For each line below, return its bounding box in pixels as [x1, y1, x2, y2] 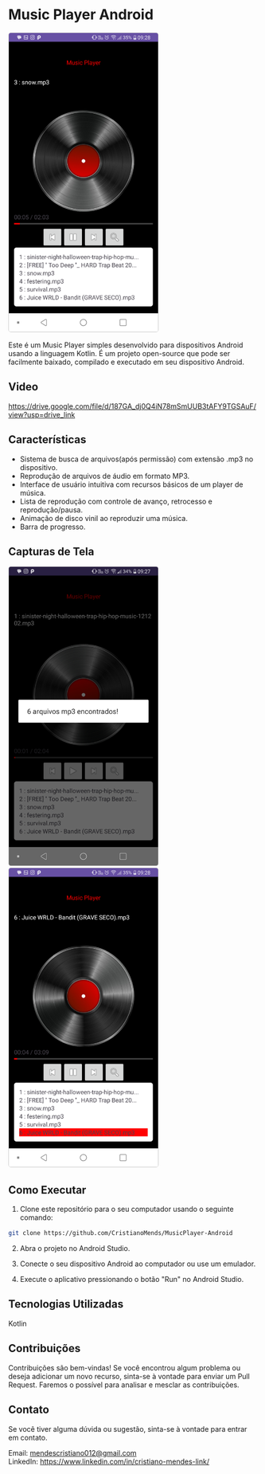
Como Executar [8, 1183, 87, 1197]
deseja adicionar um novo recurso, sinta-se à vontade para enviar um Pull [8, 1371, 251, 1381]
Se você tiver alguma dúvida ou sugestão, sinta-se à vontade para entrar [8, 1424, 247, 1433]
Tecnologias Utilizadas [8, 1297, 124, 1311]
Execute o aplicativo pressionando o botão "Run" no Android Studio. [19, 1275, 244, 1284]
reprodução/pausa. [19, 504, 84, 515]
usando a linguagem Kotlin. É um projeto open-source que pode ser [8, 348, 231, 358]
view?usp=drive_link [8, 410, 76, 419]
